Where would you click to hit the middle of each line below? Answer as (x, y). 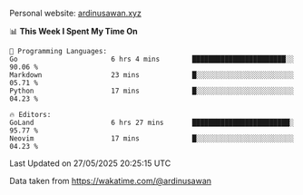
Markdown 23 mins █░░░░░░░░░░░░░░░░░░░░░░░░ (152, 75)
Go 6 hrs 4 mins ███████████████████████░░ (152, 59)
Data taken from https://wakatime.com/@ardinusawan (110, 181)
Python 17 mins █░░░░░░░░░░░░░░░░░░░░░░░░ (152, 91)
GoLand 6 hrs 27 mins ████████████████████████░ (152, 122)
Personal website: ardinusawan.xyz (76, 13)
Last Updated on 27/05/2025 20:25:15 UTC (90, 163)
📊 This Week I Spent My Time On (73, 31)
